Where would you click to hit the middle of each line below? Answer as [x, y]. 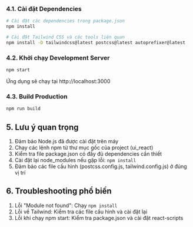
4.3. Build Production [37, 96]
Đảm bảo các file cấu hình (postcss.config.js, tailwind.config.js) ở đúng [101, 166]
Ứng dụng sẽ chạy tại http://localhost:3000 [58, 81]
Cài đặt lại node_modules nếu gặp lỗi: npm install [75, 160]
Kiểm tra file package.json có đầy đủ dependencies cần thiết [88, 154]
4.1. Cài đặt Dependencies [44, 9]
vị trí [20, 172]
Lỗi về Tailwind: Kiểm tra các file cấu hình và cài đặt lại [81, 212]
